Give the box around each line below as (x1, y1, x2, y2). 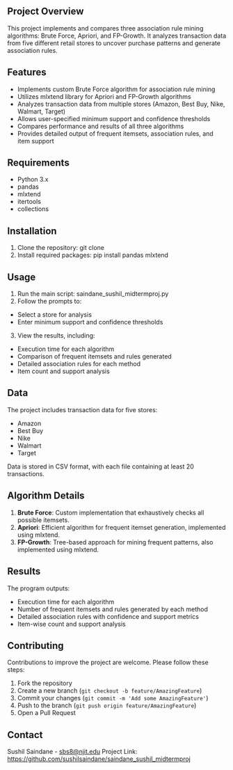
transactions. (7, 469, 45, 478)
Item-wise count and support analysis (17, 620, 127, 628)
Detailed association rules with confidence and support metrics (17, 612, 200, 620)
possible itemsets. (17, 515, 70, 524)
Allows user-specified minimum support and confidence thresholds (17, 114, 211, 123)
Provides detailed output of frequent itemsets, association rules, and (17, 129, 214, 138)
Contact (7, 729, 43, 741)
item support (17, 136, 54, 145)
